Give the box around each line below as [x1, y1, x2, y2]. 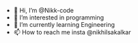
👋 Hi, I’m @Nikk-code [13, 7, 74, 14]
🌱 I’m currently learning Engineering [13, 21, 115, 28]
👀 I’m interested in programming [13, 13, 105, 21]
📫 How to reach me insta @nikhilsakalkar [13, 28, 131, 36]
